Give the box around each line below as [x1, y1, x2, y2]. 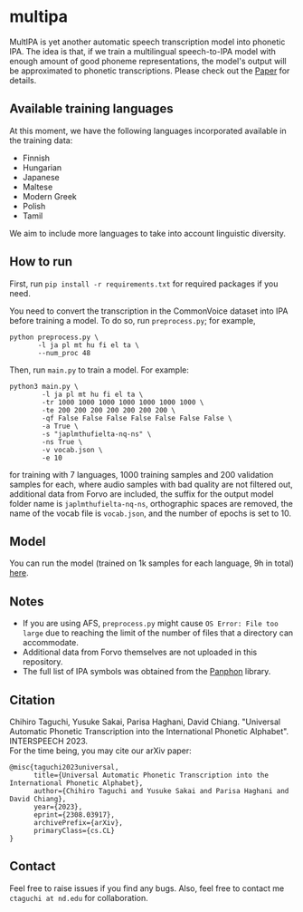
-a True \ [42, 422, 79, 431]
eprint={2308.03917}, [33, 810, 116, 820]
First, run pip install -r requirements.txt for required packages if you [9, 278, 279, 289]
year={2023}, [33, 802, 83, 811]
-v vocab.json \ [42, 445, 103, 454]
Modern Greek [22, 190, 77, 201]
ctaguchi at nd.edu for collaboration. [9, 892, 148, 903]
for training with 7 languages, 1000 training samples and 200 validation [9, 469, 274, 480]
